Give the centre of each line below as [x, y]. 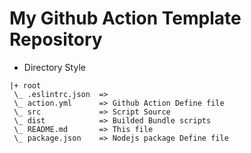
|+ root [25, 85]
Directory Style [54, 67]
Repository [56, 39]
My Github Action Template [125, 18]
